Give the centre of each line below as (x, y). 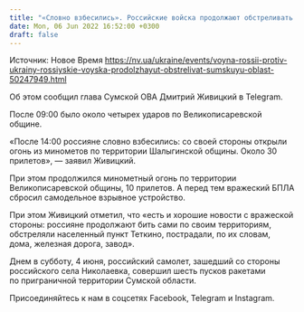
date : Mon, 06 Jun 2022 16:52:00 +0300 (85, 26)
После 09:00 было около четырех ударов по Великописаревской (136, 115)
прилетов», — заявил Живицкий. (73, 161)
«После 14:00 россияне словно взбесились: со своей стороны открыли (148, 142)
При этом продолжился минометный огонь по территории (123, 178)
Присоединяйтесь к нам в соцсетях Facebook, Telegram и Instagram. (142, 298)
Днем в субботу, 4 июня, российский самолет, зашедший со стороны (145, 261)
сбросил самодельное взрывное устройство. (97, 198)
